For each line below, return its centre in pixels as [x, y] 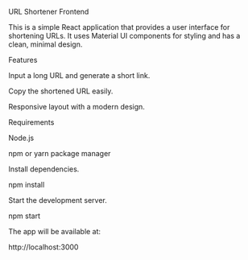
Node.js [21, 138]
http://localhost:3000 [43, 247]
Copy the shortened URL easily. [61, 91]
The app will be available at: [55, 231]
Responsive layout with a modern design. [76, 107]
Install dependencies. [44, 169]
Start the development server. [58, 200]
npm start [25, 216]
